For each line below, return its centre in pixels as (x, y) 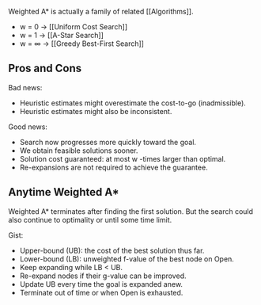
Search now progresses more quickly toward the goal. (108, 142)
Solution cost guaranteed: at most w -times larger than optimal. (123, 158)
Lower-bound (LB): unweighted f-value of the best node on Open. (127, 259)
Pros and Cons (45, 69)
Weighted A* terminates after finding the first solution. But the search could (131, 211)
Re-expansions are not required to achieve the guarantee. (113, 167)
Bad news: (25, 87)
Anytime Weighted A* (64, 192)
